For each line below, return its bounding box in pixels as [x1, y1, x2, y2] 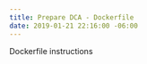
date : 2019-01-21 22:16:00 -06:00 [9, 21, 139, 30]
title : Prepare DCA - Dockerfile [9, 12, 134, 22]
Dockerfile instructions [9, 45, 93, 56]
